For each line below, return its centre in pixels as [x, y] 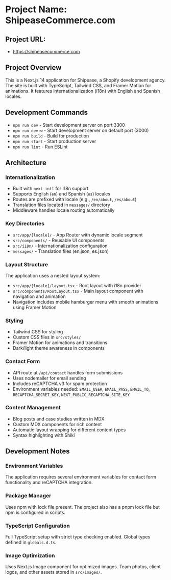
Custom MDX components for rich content [57, 424]
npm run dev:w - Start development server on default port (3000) [81, 130]
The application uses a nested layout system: [53, 275]
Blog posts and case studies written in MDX [58, 418]
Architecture [26, 163]
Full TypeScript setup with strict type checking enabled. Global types [78, 537]
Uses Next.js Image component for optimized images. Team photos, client [83, 567]
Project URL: [26, 39]
